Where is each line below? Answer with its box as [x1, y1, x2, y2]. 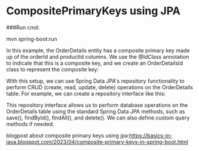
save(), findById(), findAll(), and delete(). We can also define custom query [6, 114, 190, 121]
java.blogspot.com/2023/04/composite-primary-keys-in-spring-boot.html [6, 138, 188, 145]
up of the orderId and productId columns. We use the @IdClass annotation [6, 53, 189, 60]
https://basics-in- [129, 132, 173, 139]
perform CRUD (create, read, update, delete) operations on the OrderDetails [6, 83, 193, 90]
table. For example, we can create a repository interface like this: [6, 90, 166, 97]
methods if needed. [6, 120, 55, 127]
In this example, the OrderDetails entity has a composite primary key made [6, 46, 190, 54]
